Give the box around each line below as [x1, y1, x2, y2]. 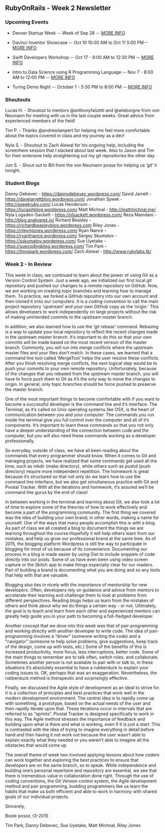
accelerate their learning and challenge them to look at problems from [5, 592, 147, 598]
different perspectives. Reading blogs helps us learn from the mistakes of [5, 597, 154, 603]
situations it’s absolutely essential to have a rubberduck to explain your [5, 664, 149, 670]
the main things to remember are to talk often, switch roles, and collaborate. [5, 654, 159, 660]
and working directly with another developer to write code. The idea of [5, 628, 149, 634]
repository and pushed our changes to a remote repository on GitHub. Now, [5, 282, 159, 288]
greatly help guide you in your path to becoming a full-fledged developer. [5, 613, 154, 619]
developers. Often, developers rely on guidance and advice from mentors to [5, 587, 159, 593]
